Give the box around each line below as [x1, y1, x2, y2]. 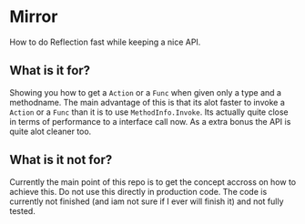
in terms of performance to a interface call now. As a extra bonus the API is [9, 116, 291, 127]
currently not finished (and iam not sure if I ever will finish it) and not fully [9, 196, 284, 207]
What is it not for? [9, 152, 113, 168]
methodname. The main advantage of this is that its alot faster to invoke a [9, 97, 285, 107]
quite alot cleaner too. [9, 126, 92, 137]
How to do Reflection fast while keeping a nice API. [9, 36, 201, 47]
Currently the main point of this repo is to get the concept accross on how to [9, 176, 297, 188]
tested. [9, 205, 36, 216]
